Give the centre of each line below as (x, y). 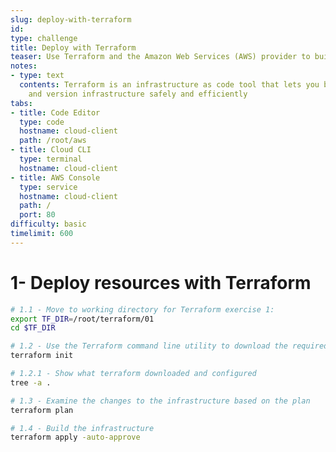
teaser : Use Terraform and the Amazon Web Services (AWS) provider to (160, 57)
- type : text (37, 76)
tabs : (21, 103)
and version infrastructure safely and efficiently (138, 94)
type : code (42, 122)
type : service (48, 187)
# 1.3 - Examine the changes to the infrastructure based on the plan (160, 401)
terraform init (42, 356)
